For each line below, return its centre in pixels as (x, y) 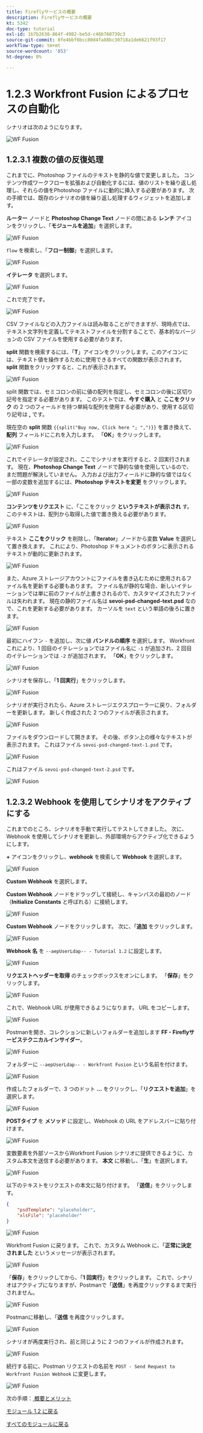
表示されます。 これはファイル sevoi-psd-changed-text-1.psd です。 (91, 745)
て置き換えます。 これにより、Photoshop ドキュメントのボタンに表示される (100, 546)
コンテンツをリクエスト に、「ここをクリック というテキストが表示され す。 (99, 507)
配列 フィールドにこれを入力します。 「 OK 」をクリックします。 (85, 435)
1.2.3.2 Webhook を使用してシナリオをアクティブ (99, 802)
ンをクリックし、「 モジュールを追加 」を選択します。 (71, 226)
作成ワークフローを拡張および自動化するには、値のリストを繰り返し (107, 183)
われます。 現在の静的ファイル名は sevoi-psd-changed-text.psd (103, 601)
